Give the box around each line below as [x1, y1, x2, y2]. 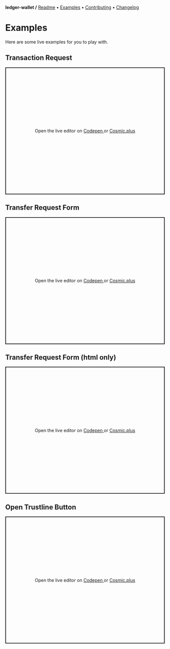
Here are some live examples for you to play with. [5, 39, 108, 45]
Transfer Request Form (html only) [5, 353, 116, 362]
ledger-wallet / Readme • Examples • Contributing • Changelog [5, 5, 139, 10]
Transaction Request [5, 53, 72, 62]
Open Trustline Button [5, 503, 76, 511]
